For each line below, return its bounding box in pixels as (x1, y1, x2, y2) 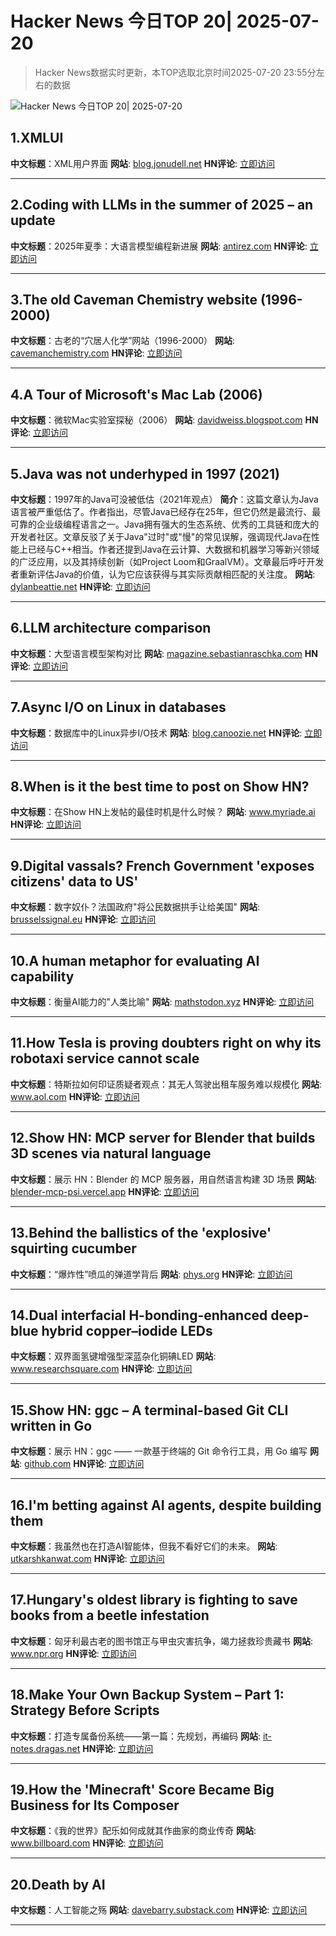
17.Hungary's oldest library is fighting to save (10, 1592, 298, 1609)
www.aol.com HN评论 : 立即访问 (10, 1090, 140, 1102)
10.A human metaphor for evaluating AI (10, 952, 260, 969)
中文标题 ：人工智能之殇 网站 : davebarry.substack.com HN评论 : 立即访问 (10, 1904, 308, 1916)
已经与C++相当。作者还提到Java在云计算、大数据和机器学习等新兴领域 (27, 543, 320, 555)
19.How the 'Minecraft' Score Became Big (10, 1781, 275, 1798)
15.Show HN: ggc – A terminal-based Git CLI (10, 1402, 289, 1419)
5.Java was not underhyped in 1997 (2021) (10, 465, 281, 482)
